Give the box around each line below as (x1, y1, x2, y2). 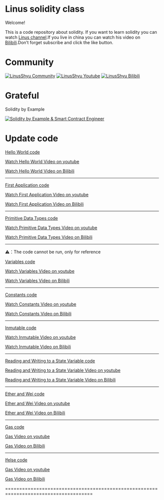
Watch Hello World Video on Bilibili (5, 168, 75, 174)
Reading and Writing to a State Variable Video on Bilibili (5, 377, 116, 382)
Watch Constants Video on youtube (5, 301, 77, 307)
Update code (5, 133, 59, 144)
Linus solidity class (5, 3, 84, 15)
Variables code (5, 259, 36, 264)
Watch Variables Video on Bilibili (5, 278, 70, 284)
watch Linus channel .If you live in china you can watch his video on (5, 34, 141, 40)
